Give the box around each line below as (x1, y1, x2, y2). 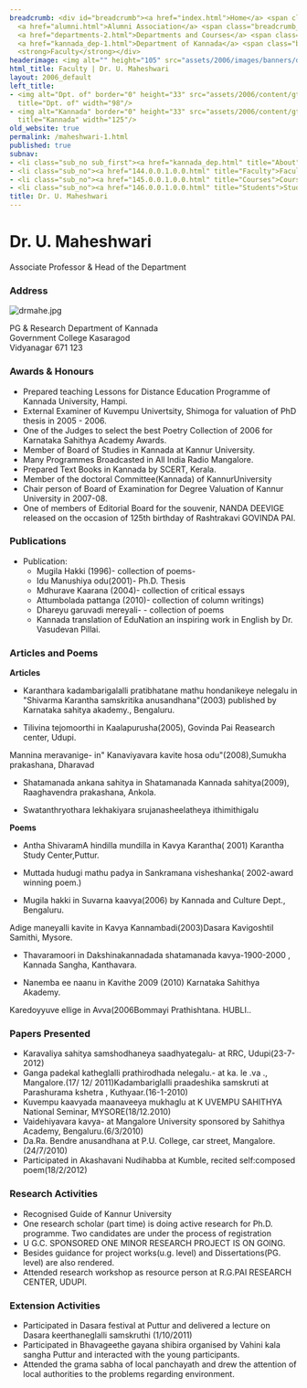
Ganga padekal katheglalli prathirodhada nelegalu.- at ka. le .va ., (22, 1067, 268, 1079)
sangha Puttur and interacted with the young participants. (22, 1350, 240, 1361)
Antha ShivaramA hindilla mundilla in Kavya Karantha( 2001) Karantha (22, 840, 285, 851)
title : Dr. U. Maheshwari (9, 192, 108, 201)
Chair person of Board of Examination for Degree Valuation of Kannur (22, 483, 284, 494)
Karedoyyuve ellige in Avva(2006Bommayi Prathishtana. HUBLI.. (9, 1005, 251, 1016)
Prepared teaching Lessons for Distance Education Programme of (22, 386, 271, 397)
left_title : (9, 81, 55, 91)
